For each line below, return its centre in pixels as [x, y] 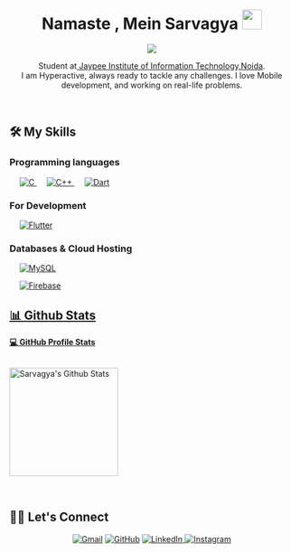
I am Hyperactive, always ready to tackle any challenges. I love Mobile [152, 75]
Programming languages [65, 163]
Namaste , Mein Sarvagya [141, 24]
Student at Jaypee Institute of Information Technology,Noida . [152, 66]
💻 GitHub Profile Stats [52, 342]
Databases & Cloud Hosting [71, 248]
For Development [48, 205]
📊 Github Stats [53, 315]
